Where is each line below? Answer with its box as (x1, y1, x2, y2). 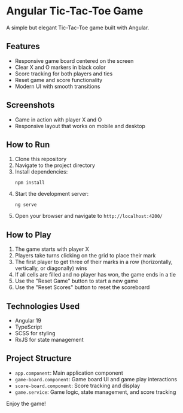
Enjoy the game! (6, 400, 46, 407)
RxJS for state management (14, 336, 84, 343)
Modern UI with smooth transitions (14, 83, 100, 90)
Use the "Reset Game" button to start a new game (14, 277, 139, 285)
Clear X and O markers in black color (14, 63, 106, 71)
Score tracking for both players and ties (14, 70, 113, 77)
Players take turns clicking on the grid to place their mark (14, 252, 156, 259)
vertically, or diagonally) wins (14, 265, 87, 272)
